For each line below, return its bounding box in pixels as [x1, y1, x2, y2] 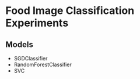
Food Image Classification [5, 4, 135, 17]
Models [5, 39, 33, 49]
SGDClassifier [13, 55, 48, 62]
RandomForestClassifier [13, 61, 72, 68]
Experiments [5, 16, 69, 30]
